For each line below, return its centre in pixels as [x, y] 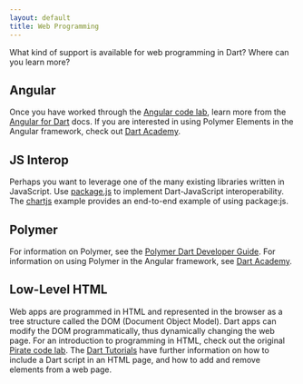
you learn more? [40, 62]
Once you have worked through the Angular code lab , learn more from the [148, 112]
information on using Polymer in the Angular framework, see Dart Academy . [151, 261]
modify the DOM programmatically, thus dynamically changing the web [142, 330]
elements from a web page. [61, 369]
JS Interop [39, 160]
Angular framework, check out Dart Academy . [95, 132]
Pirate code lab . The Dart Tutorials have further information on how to [139, 350]
